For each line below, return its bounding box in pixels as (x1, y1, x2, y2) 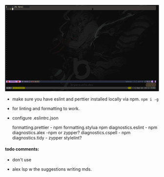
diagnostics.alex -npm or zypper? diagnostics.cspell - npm (12, 130, 131, 136)
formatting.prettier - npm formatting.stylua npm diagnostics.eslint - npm (12, 124, 158, 130)
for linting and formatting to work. (12, 106, 80, 111)
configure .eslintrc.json (12, 115, 59, 121)
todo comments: (5, 146, 40, 152)
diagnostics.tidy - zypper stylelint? (12, 135, 82, 140)
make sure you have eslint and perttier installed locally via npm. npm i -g (12, 96, 159, 102)
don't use (12, 157, 32, 163)
